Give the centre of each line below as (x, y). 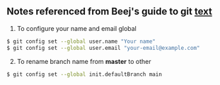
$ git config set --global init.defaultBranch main (84, 74)
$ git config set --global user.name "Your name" (81, 41)
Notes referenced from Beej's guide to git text (110, 12)
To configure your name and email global (77, 28)
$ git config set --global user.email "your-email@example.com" (103, 48)
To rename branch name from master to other (84, 61)
